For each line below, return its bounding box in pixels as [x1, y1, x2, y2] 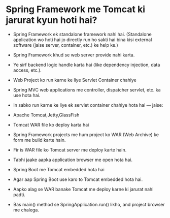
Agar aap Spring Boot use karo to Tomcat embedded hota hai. [13, 176, 143, 182]
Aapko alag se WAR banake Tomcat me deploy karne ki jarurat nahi [13, 186, 154, 192]
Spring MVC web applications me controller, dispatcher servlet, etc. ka [13, 86, 161, 92]
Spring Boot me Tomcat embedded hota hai [13, 166, 105, 172]
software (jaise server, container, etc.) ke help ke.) [13, 42, 118, 48]
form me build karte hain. [13, 137, 66, 143]
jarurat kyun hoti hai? [6, 14, 97, 26]
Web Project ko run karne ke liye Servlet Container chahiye [13, 77, 137, 83]
